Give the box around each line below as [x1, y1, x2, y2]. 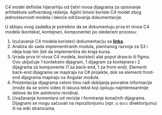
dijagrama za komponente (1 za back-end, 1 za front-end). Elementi [12, 64, 147, 70]
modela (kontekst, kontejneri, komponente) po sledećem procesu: [5, 29, 137, 34]
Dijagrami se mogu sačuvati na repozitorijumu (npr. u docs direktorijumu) [12, 100, 157, 106]
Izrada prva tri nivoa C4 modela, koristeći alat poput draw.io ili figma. [12, 54, 150, 60]
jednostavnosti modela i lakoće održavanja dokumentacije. [5, 15, 123, 20]
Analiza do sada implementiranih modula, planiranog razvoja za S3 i [12, 44, 148, 49]
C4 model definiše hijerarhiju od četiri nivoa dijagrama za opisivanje [5, 4, 141, 10]
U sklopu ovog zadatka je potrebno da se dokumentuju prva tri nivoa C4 [5, 24, 149, 30]
